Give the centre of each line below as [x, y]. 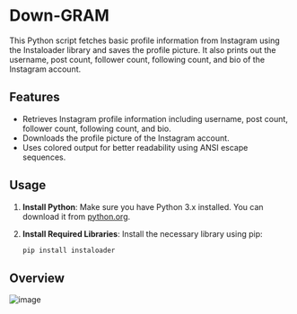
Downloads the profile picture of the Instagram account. [126, 138]
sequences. [44, 157]
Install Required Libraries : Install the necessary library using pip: [142, 233]
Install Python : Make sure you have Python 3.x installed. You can [143, 206]
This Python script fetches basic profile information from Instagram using [144, 40]
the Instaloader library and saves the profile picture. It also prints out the [143, 49]
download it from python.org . [76, 216]
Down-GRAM [59, 16]
